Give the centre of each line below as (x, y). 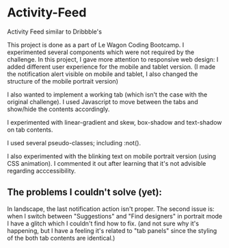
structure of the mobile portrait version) (63, 81)
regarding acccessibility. (42, 171)
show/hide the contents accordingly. (58, 109)
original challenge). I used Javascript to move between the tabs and (103, 101)
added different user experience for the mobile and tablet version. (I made (111, 66)
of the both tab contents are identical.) (61, 238)
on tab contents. (30, 129)
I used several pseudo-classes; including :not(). (74, 142)
